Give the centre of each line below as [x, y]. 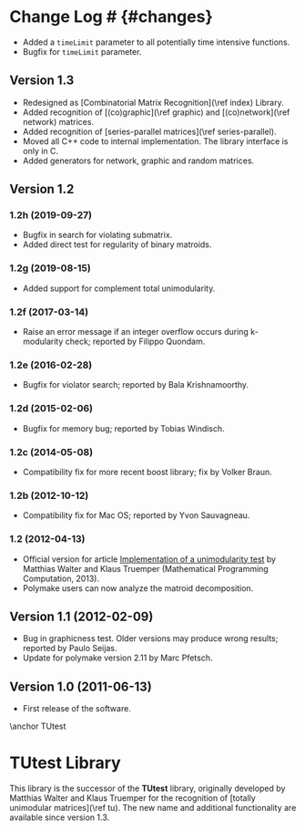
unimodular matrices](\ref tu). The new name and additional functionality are [153, 808]
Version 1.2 [42, 189]
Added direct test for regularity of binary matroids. [117, 244]
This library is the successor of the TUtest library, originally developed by [147, 788]
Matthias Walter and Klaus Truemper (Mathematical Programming [145, 568]
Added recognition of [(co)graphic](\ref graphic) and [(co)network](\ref [156, 112]
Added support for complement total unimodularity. [119, 288]
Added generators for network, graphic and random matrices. [138, 161]
